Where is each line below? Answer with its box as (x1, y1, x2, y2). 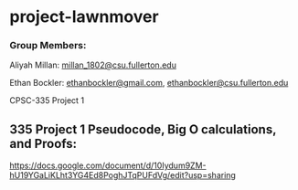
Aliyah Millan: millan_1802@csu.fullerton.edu (9, 59, 176, 70)
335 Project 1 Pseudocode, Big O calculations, (9, 121, 277, 137)
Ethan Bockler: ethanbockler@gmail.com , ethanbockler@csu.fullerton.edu (9, 78, 289, 89)
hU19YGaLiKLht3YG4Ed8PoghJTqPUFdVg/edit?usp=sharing (9, 170, 236, 181)
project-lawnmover (9, 6, 159, 27)
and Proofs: (9, 135, 78, 152)
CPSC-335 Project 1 (9, 95, 85, 106)
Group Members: (9, 39, 87, 52)
